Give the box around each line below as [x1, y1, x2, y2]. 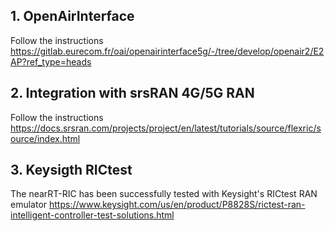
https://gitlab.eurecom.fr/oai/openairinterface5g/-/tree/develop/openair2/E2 [10, 45, 325, 57]
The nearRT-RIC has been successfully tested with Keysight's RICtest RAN [10, 188, 318, 200]
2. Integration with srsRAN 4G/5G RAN [10, 85, 255, 102]
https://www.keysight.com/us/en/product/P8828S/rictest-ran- [49, 199, 306, 211]
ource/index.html [10, 132, 81, 144]
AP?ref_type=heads [10, 55, 92, 68]
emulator [10, 199, 48, 211]
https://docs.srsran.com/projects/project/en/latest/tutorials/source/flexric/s [10, 122, 322, 134]
